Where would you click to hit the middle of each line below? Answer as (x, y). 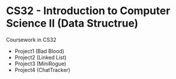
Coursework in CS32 (31, 39)
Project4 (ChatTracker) (42, 70)
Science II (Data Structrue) (72, 23)
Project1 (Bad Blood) (39, 51)
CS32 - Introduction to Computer (88, 11)
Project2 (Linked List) (40, 57)
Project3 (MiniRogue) (40, 64)
